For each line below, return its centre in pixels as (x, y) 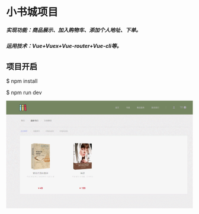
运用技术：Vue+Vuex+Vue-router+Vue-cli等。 (64, 46)
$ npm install (22, 81)
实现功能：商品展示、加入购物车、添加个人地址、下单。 (73, 30)
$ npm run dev (24, 92)
